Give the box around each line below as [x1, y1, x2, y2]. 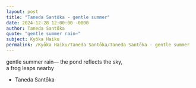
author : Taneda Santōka [6, 25, 65, 32]
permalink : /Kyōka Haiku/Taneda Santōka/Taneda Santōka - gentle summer [6, 42, 190, 48]
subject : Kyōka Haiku [6, 36, 60, 42]
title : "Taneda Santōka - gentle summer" [6, 14, 110, 20]
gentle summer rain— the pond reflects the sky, [6, 58, 123, 65]
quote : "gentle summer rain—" [6, 31, 81, 37]
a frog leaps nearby [6, 64, 55, 71]
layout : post [6, 8, 39, 15]
